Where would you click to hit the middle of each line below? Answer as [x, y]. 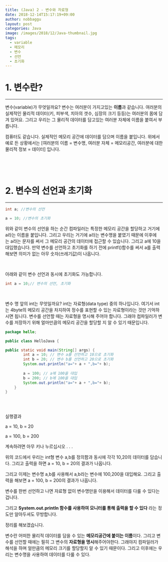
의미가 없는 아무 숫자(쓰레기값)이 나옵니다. [59, 254]
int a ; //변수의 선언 [25, 209]
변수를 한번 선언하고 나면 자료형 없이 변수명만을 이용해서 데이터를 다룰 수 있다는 [82, 491]
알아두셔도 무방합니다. [36, 514]
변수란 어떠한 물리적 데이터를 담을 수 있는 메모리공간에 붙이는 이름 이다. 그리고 [80, 536]
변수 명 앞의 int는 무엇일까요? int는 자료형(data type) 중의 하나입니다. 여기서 [79, 303]
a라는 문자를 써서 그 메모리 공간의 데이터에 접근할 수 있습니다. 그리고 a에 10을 [85, 241]
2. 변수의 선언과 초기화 [49, 191]
